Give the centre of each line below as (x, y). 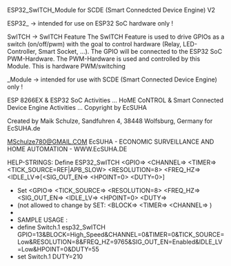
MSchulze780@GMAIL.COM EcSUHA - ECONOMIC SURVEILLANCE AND (111, 142)
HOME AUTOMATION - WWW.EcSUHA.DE (67, 149)
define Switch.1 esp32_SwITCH (61, 227)
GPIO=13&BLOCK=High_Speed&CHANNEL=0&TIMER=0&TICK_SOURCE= (121, 235)
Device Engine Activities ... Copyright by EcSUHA (77, 107)
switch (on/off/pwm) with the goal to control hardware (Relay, (94, 44)
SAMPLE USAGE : (42, 220)
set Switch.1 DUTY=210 (50, 256)
